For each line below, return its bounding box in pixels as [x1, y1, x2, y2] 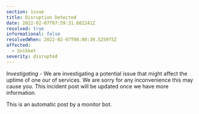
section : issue [6, 8, 44, 15]
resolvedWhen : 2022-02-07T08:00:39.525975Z [6, 37, 117, 43]
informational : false [6, 31, 61, 37]
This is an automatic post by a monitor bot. [6, 100, 112, 108]
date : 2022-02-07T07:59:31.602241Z [6, 20, 96, 26]
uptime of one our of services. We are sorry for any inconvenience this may [6, 76, 194, 83]
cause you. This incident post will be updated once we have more [6, 82, 169, 90]
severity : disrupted [6, 53, 58, 59]
